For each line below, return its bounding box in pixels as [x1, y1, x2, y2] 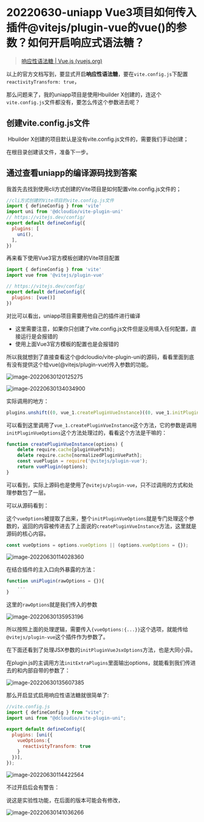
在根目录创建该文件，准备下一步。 [6, 148, 92, 155]
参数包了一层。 [11, 489, 49, 496]
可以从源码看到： [6, 501, 49, 509]
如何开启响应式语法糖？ [27, 36, 145, 50]
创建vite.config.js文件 [6, 118, 90, 129]
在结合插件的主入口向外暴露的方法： [6, 565, 97, 573]
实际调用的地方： [6, 397, 49, 405]
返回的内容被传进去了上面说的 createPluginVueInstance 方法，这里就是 [22, 522, 197, 530]
